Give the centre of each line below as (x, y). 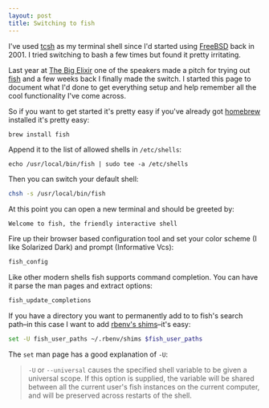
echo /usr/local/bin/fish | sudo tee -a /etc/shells (98, 164)
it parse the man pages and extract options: (80, 286)
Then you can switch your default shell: (73, 179)
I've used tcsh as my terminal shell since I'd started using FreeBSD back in (131, 46)
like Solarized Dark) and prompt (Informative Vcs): (91, 247)
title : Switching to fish (51, 23)
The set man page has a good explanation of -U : (88, 354)
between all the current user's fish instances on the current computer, (144, 386)
